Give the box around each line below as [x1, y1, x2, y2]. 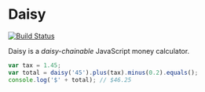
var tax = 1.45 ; [8, 61, 61, 69]
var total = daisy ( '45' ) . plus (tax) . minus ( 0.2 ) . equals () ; [8, 69, 199, 76]
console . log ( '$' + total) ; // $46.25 [8, 76, 132, 83]
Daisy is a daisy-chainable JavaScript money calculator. [8, 46, 190, 55]
